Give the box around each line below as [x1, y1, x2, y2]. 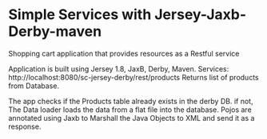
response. [8, 122, 42, 131]
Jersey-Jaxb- [154, 6, 246, 24]
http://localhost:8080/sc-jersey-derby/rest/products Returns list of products [8, 72, 259, 82]
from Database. [8, 81, 60, 91]
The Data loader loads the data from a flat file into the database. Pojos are [8, 105, 252, 114]
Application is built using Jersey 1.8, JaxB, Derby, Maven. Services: [8, 64, 229, 73]
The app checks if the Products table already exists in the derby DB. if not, [8, 96, 253, 106]
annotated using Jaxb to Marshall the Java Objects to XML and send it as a [8, 113, 255, 122]
